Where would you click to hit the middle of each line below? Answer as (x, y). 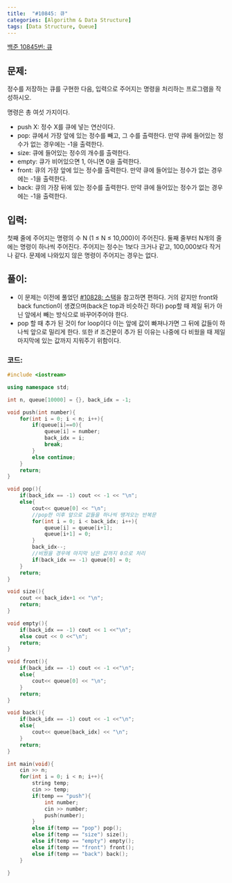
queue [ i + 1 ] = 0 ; (68, 534)
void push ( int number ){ (42, 412)
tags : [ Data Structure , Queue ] (52, 26)
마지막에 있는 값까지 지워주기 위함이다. (69, 340)
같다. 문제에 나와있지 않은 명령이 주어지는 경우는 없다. (86, 255)
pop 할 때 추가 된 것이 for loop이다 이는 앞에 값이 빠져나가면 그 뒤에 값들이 (117, 323)
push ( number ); (64, 815)
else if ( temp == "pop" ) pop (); (77, 828)
